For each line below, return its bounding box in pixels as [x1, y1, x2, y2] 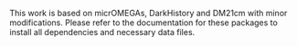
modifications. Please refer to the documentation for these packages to [9, 17, 279, 28]
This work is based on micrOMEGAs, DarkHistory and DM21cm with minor [9, 8, 288, 18]
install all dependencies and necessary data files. [9, 27, 196, 37]
